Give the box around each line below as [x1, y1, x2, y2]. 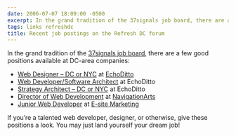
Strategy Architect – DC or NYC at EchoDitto [17, 85, 145, 93]
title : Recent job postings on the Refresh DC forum [7, 29, 165, 37]
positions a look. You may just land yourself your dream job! [7, 121, 181, 130]
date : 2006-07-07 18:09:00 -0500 [7, 10, 105, 18]
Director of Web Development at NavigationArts [17, 93, 156, 101]
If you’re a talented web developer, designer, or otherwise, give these [7, 114, 208, 122]
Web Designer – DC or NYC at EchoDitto [17, 70, 134, 79]
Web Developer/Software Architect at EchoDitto [17, 78, 156, 86]
